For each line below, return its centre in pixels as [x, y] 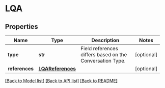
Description [105, 40]
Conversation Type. [103, 61]
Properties [22, 27]
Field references [99, 48]
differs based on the [104, 55]
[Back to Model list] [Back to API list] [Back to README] [61, 81]
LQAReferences [57, 69]
